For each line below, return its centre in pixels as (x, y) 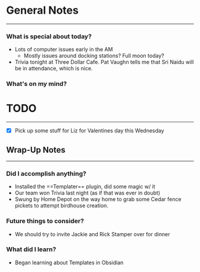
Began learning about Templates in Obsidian (69, 262)
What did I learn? (31, 249)
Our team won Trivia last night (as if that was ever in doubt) (87, 193)
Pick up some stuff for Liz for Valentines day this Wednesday (90, 131)
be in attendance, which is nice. (54, 69)
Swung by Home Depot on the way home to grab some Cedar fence (98, 199)
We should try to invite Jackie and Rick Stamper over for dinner (92, 234)
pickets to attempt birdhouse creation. (62, 206)
